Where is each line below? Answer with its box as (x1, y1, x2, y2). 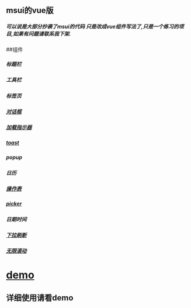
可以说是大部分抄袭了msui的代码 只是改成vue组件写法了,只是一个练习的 (6, 23, 179, 30)
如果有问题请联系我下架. (12, 30, 71, 37)
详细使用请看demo (6, 293, 74, 303)
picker (6, 200, 22, 207)
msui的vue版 (6, 5, 54, 16)
